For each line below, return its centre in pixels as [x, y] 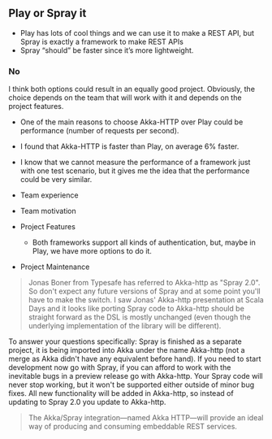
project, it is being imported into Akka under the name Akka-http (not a [127, 350]
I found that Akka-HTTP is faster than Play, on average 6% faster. [130, 146]
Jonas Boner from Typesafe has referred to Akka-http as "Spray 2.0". [144, 283]
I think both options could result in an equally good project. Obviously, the [132, 89]
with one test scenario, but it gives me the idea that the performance [135, 171]
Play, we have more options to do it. [92, 251]
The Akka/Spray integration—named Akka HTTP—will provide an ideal [146, 418]
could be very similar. [56, 180]
